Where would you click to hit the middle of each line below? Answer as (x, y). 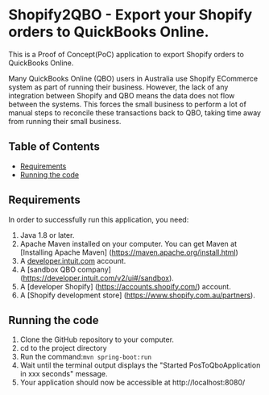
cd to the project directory (63, 348)
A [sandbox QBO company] (65, 269)
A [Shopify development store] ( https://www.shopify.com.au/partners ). (137, 295)
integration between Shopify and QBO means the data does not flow (122, 95)
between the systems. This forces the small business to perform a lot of (128, 104)
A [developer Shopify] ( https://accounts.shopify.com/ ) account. (125, 286)
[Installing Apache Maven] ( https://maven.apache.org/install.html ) (129, 252)
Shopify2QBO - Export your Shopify (130, 15)
